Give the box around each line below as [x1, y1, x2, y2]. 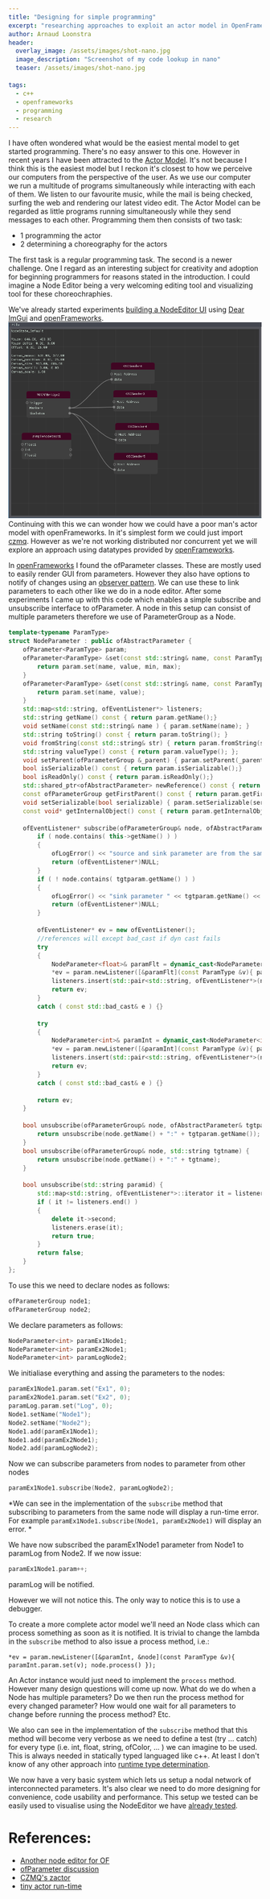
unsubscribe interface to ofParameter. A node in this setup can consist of [8, 603, 252, 613]
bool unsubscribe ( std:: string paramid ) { [22, 1181, 163, 1189]
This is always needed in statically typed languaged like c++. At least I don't [8, 1751, 260, 1760]
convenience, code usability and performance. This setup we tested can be [8, 1793, 259, 1802]
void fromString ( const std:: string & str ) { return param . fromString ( [22, 739, 261, 747]
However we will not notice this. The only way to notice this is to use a [8, 1595, 241, 1605]
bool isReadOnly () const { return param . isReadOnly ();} [22, 773, 215, 782]
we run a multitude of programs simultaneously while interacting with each [8, 181, 256, 191]
